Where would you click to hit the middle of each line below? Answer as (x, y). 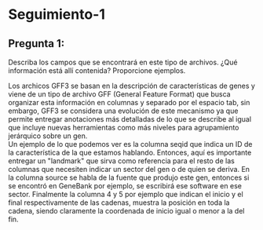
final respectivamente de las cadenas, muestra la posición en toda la (119, 203)
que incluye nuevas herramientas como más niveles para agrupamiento (124, 128)
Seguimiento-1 (57, 15)
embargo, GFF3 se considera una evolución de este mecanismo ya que (123, 111)
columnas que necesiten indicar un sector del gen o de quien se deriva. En (129, 169)
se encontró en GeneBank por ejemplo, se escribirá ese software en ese (125, 186)
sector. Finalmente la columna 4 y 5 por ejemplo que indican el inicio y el (126, 194)
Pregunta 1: (37, 44)
